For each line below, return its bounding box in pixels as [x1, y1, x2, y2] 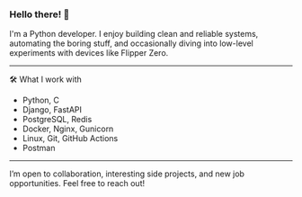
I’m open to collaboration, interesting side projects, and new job [9, 168, 245, 179]
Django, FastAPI [22, 104, 83, 115]
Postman [22, 143, 56, 154]
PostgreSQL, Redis [22, 114, 93, 125]
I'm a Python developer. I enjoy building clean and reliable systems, [9, 29, 259, 40]
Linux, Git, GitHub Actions [22, 133, 119, 144]
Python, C [22, 94, 60, 106]
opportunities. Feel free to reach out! [9, 178, 146, 189]
